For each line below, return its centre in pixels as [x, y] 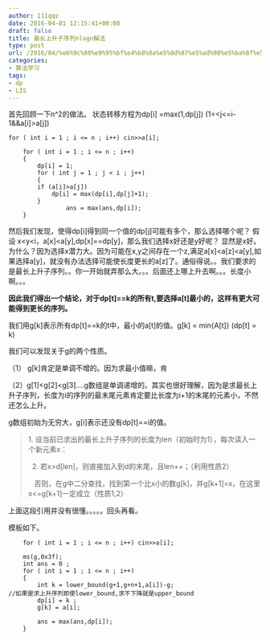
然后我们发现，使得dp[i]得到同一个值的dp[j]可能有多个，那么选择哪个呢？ [129, 231]
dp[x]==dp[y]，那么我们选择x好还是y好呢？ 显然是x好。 [168, 241]
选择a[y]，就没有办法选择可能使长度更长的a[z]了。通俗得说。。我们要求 [132, 261]
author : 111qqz [34, 16]
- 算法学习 [24, 68]
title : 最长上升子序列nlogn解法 [57, 38]
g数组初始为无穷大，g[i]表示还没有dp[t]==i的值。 [90, 422]
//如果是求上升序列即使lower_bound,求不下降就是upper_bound [101, 594]
